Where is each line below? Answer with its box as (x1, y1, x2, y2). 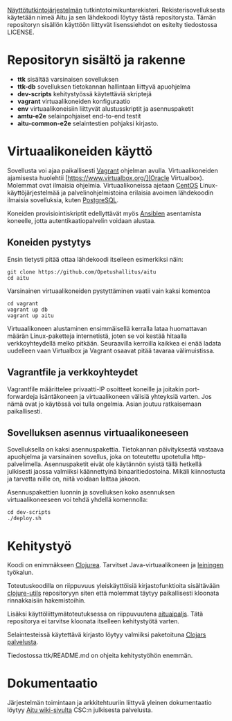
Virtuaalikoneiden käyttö (7, 143, 153, 159)
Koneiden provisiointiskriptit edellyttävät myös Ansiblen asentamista (7, 209, 202, 217)
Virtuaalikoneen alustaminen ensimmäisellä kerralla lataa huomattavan (7, 324, 208, 332)
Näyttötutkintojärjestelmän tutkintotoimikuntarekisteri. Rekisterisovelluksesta (7, 6, 225, 14)
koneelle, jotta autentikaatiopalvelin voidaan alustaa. (7, 216, 156, 224)
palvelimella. (7, 460, 43, 468)
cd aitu (7, 274, 30, 281)
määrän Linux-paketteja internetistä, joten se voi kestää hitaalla (7, 332, 187, 340)
